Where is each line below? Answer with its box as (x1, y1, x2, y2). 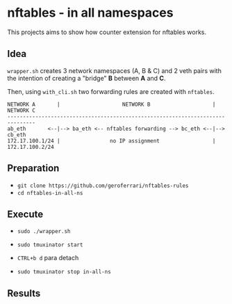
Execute (7, 208, 44, 220)
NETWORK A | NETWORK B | (7, 101, 216, 108)
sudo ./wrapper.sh (17, 228, 71, 235)
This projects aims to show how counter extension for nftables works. (7, 28, 207, 36)
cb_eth (7, 131, 26, 138)
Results (7, 287, 41, 299)
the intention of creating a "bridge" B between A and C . (7, 74, 166, 82)
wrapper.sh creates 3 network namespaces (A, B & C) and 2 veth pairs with (7, 66, 222, 74)
